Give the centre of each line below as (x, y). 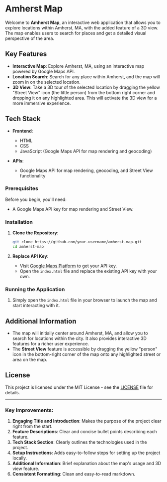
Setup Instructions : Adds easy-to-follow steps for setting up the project (86, 453)
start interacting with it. (36, 306)
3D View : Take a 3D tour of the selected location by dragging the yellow (86, 87)
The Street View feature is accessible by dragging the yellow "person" (85, 349)
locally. (20, 458)
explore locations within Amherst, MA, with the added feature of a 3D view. (82, 27)
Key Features (26, 54)
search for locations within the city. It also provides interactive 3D (79, 338)
